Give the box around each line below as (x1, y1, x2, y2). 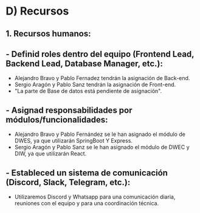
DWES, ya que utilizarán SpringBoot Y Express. (14, 137, 133, 144)
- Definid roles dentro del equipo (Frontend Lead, (5, 49, 195, 59)
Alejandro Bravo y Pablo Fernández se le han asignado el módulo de (14, 130, 186, 138)
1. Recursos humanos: (5, 29, 92, 39)
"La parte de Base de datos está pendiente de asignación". (14, 87, 162, 95)
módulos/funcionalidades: (5, 114, 108, 125)
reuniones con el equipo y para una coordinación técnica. (14, 200, 159, 207)
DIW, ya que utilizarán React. (14, 150, 87, 157)
